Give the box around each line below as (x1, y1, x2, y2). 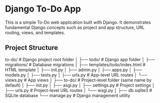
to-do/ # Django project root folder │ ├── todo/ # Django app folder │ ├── (5, 57, 155, 62)
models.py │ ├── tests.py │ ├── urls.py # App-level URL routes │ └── (5, 72, 148, 78)
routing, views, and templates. (5, 29, 65, 35)
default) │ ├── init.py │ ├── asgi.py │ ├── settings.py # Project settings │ (5, 82, 155, 88)
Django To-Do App (5, 3, 81, 15)
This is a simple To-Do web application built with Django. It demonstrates (5, 19, 151, 25)
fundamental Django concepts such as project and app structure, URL (5, 24, 145, 30)
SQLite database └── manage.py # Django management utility (5, 92, 130, 98)
